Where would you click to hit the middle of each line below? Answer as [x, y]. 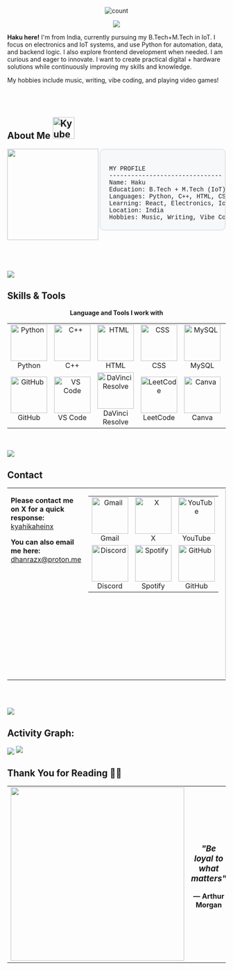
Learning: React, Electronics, [162, 203]
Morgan [208, 905]
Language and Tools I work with [116, 312]
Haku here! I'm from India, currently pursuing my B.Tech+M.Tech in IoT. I [111, 37]
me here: [25, 551]
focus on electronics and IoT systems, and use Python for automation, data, [115, 44]
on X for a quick [37, 509]
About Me [29, 136]
